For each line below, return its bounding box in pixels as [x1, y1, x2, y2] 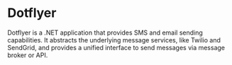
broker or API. [7, 51, 48, 59]
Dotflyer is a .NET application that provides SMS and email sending [7, 28, 204, 37]
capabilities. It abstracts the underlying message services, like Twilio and [7, 35, 221, 44]
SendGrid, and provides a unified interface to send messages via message [7, 43, 226, 52]
